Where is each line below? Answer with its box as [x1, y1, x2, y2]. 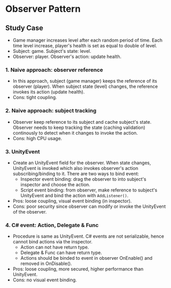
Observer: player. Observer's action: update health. [12, 53, 122, 60]
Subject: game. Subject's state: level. [12, 48, 91, 54]
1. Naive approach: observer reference [5, 66, 104, 73]
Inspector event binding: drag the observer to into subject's [20, 176, 146, 182]
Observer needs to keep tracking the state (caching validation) [12, 124, 145, 130]
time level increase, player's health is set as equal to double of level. [12, 43, 158, 49]
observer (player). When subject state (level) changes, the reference [12, 83, 158, 90]
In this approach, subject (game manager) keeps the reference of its [12, 78, 158, 84]
